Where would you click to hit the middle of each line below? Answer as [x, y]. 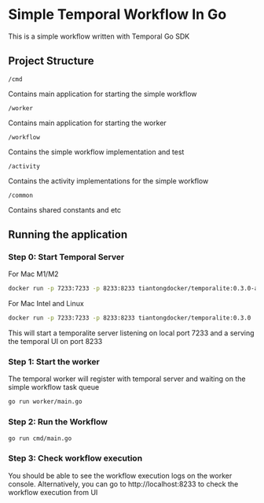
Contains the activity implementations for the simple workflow [108, 181]
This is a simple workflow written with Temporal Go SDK [99, 36]
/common [21, 195]
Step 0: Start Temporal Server [66, 257]
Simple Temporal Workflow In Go [117, 15]
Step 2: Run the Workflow [58, 422]
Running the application [68, 235]
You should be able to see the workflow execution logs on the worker [120, 475]
